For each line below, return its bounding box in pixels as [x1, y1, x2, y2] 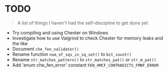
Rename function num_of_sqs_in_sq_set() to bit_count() [12, 51, 132, 57]
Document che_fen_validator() [12, 46, 79, 52]
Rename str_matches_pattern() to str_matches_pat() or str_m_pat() [12, 56, 157, 62]
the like [12, 40, 28, 46]
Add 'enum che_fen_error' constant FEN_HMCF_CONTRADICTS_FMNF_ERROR [12, 62, 159, 68]
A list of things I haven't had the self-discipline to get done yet [17, 20, 149, 26]
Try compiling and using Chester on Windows [12, 29, 108, 35]
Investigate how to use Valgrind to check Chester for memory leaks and [12, 35, 163, 41]
